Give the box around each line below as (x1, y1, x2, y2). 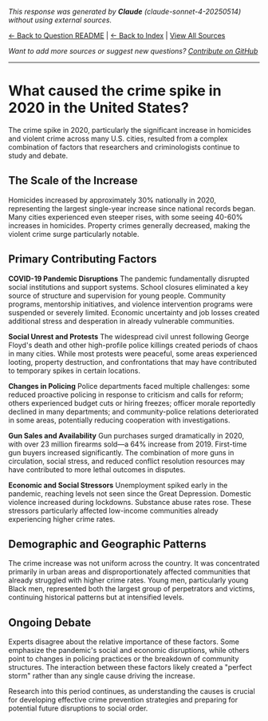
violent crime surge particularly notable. (8, 229, 140, 238)
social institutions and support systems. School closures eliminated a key (8, 282, 249, 291)
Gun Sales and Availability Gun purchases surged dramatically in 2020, (8, 431, 245, 440)
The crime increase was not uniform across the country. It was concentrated (8, 559, 260, 568)
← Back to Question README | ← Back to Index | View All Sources (8, 31, 226, 40)
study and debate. (8, 150, 69, 160)
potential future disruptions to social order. (8, 703, 148, 713)
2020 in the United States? (8, 99, 189, 117)
